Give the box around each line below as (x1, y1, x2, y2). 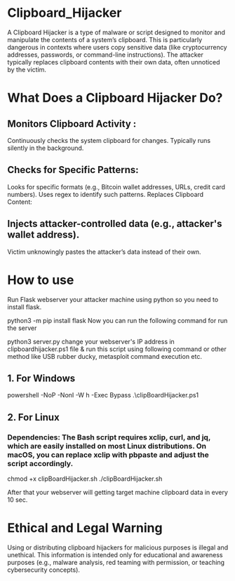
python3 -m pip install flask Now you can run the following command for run (7, 316, 228, 324)
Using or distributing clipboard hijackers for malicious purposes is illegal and (7, 543, 229, 552)
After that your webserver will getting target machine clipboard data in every (7, 488, 228, 496)
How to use (7, 272, 74, 288)
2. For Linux (7, 411, 60, 423)
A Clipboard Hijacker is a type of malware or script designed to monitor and (7, 28, 226, 36)
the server (7, 324, 37, 332)
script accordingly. (7, 458, 74, 468)
